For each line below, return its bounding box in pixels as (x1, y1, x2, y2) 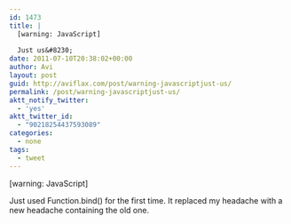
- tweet (17, 153, 46, 163)
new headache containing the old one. (9, 204, 149, 215)
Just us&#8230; (17, 46, 74, 55)
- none (17, 137, 42, 146)
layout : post (9, 71, 58, 80)
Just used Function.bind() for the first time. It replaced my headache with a (9, 195, 283, 205)
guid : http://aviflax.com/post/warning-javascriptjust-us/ (9, 79, 232, 88)
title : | (9, 21, 42, 30)
